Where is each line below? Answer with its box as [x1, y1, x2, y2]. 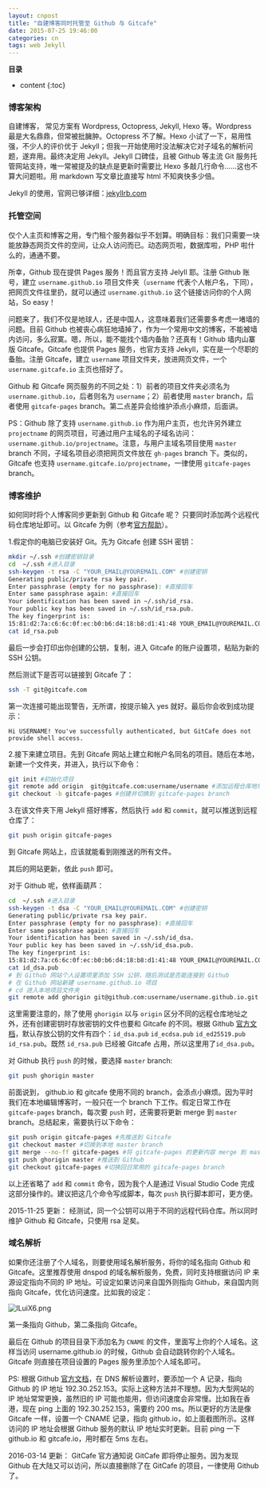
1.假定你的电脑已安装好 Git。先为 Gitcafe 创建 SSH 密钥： [8, 537, 196, 546]
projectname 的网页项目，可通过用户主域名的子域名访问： [8, 428, 197, 438]
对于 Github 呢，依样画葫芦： [8, 881, 104, 890]
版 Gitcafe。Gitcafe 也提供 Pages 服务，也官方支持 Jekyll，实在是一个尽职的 [8, 344, 259, 354]
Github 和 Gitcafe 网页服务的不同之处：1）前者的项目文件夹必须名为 [8, 381, 231, 390]
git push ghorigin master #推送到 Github [8, 1155, 144, 1164]
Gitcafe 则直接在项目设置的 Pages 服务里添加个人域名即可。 [8, 1357, 205, 1366]
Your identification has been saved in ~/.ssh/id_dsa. [8, 934, 195, 942]
